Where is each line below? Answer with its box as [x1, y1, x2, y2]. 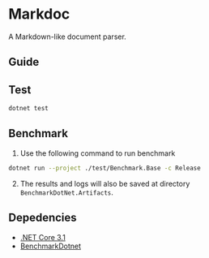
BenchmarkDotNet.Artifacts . [19, 187, 113, 197]
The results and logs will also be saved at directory [19, 178, 190, 188]
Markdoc [8, 5, 70, 24]
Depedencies [8, 211, 77, 225]
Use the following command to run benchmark [19, 148, 176, 158]
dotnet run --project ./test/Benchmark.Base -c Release [8, 164, 201, 172]
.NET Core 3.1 [19, 232, 66, 242]
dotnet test [8, 105, 49, 113]
